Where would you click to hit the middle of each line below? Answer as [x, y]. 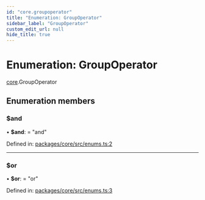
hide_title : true [28, 35]
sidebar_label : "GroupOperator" [47, 23]
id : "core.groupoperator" [39, 12]
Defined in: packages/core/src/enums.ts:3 [59, 191]
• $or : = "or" [22, 179]
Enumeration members [51, 101]
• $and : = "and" [27, 131]
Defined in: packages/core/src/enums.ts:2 [59, 144]
